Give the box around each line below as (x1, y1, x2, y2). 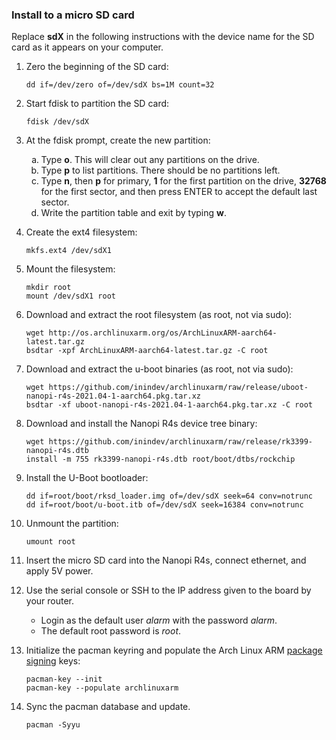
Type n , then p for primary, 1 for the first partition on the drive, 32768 (40, 175, 327, 187)
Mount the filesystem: (25, 263, 116, 275)
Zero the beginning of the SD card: (25, 61, 169, 73)
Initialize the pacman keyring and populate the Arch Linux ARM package (25, 644, 323, 657)
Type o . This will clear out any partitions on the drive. (40, 154, 260, 166)
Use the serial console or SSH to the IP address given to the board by (25, 584, 312, 597)
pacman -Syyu (25, 720, 81, 730)
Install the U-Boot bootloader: (25, 472, 149, 484)
